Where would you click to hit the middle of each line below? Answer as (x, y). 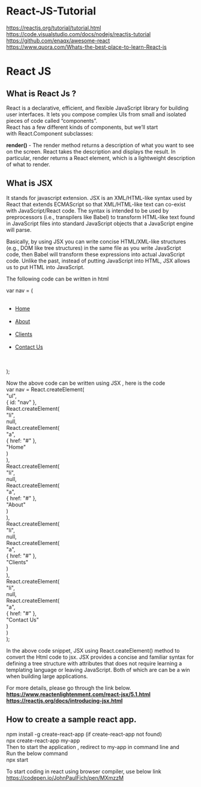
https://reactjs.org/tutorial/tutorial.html (54, 28)
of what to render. (28, 164)
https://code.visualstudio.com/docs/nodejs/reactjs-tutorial (79, 34)
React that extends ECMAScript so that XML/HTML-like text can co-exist (96, 204)
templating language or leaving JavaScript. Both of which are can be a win (98, 670)
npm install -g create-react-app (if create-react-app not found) (84, 734)
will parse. (19, 229)
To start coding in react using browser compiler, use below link (84, 771)
